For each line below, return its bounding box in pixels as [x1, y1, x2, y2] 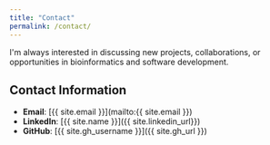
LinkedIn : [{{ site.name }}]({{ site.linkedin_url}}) [22, 116, 201, 127]
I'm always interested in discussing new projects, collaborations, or [9, 46, 261, 57]
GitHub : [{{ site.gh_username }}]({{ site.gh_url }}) [22, 126, 207, 137]
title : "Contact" [9, 13, 75, 23]
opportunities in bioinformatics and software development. [9, 56, 229, 67]
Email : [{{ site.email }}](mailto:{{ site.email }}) [22, 106, 193, 118]
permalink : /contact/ [9, 22, 92, 31]
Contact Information [9, 82, 127, 98]
